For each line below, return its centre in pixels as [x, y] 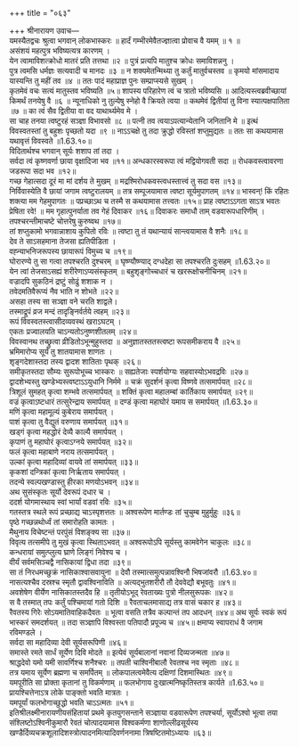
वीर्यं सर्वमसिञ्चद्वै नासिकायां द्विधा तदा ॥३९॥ [70, 562]
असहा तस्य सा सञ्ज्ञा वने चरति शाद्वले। [64, 301]
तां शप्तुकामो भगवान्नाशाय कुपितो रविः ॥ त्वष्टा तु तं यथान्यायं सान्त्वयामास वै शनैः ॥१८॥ [129, 231]
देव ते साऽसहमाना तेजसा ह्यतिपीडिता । [63, 241]
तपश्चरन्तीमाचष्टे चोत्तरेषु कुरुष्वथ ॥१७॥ [65, 221]
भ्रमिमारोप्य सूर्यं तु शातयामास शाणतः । [61, 352]
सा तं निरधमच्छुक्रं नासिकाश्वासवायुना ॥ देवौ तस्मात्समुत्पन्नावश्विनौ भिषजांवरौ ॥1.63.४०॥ [133, 572]
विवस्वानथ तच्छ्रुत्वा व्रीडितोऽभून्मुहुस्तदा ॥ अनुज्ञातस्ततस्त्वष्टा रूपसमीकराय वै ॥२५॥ [125, 341]
